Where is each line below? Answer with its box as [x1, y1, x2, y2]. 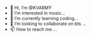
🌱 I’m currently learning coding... [10, 15, 78, 21]
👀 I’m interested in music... [10, 10, 66, 16]
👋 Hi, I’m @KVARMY [10, 5, 52, 10]
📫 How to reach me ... [10, 26, 57, 32]
